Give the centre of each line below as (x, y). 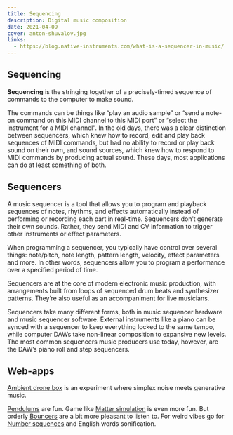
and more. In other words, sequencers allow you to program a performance (116, 262)
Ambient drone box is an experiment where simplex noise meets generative (116, 388)
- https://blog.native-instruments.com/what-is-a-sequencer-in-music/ (119, 46)
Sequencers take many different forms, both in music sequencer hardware (115, 312)
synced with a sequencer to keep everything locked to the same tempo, (111, 326)
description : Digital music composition (67, 20)
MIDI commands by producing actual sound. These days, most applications (116, 157)
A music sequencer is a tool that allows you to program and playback (107, 203)
